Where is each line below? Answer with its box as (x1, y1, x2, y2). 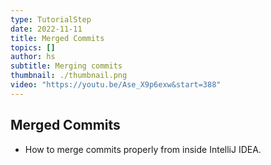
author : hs (10, 52, 56, 62)
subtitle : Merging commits (10, 61, 123, 71)
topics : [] (10, 42, 56, 53)
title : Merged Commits (10, 33, 105, 43)
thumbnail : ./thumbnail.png (10, 71, 128, 81)
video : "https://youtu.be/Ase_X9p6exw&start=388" (10, 80, 222, 90)
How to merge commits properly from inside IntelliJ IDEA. (24, 143, 262, 155)
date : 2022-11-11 (10, 24, 83, 34)
